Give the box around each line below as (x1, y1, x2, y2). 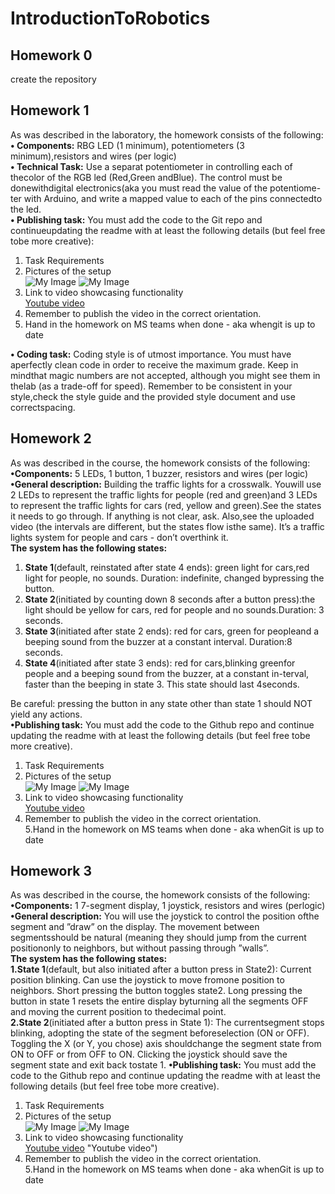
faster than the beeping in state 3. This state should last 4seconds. (24, 678, 300, 690)
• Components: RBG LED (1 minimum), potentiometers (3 (10, 139, 245, 151)
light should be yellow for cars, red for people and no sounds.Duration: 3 (24, 603, 325, 616)
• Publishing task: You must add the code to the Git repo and (10, 213, 263, 226)
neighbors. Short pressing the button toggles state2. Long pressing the (10, 985, 303, 997)
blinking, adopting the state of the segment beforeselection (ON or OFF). (10, 1027, 310, 1039)
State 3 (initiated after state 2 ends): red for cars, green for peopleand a (24, 625, 319, 637)
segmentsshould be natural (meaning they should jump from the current (10, 932, 307, 944)
